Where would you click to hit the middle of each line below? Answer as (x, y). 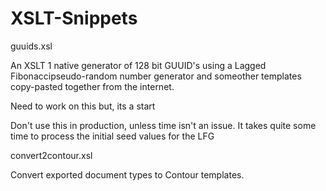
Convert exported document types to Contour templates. (127, 174)
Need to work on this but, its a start (83, 106)
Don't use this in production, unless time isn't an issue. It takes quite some (163, 125)
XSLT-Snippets (74, 18)
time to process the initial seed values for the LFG (112, 136)
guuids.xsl (31, 46)
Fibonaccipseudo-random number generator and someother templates (156, 76)
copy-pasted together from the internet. (92, 86)
